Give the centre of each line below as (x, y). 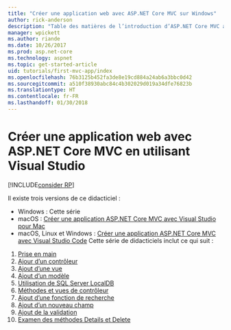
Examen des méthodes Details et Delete (74, 319)
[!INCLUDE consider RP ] (41, 185)
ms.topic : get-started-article (52, 64)
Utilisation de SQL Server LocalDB (66, 283)
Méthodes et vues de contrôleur (63, 290)
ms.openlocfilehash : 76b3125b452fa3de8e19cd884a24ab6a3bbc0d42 (100, 77)
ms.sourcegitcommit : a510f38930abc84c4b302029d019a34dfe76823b (100, 84)
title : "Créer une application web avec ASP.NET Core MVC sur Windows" (112, 13)
